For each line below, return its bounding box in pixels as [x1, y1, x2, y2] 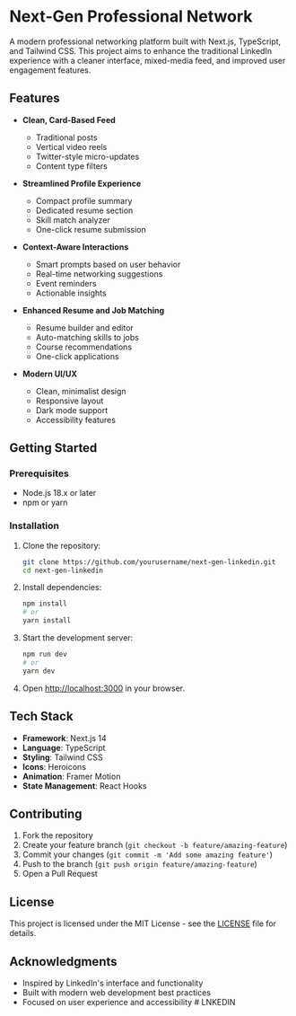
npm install [22, 599, 67, 608]
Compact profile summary [35, 195, 133, 206]
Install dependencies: [22, 582, 102, 593]
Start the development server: [22, 632, 134, 643]
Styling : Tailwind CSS [22, 752, 103, 763]
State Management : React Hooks [22, 780, 147, 791]
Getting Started [9, 440, 98, 455]
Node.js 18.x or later [22, 488, 97, 499]
